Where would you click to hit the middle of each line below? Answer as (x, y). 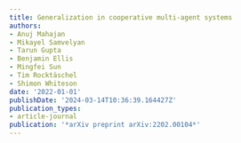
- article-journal (43, 116)
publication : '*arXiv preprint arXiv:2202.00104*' (105, 125)
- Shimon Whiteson (43, 83)
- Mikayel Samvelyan (48, 42)
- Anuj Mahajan (37, 34)
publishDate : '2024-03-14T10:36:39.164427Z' (93, 100)
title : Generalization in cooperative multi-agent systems (121, 17)
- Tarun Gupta (36, 51)
